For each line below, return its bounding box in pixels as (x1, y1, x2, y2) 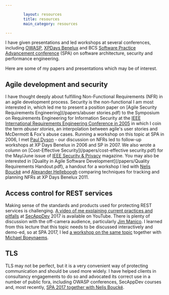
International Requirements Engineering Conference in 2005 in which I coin (5, 120, 161, 127)
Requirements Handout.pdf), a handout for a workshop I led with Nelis (5, 163, 151, 170)
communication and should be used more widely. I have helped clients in (5, 268, 156, 274)
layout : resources (23, 12, 62, 17)
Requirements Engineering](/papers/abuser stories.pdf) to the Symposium (5, 110, 160, 116)
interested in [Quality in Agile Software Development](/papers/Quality (5, 158, 150, 164)
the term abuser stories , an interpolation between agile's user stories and (5, 126, 158, 132)
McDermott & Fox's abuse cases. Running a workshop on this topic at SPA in (5, 131, 164, 137)
